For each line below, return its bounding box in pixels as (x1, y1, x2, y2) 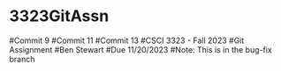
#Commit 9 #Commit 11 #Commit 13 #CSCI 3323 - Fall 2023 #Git (9, 35, 245, 46)
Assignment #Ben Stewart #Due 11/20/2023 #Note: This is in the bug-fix (9, 44, 272, 54)
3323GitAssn (9, 6, 110, 26)
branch (9, 53, 35, 64)
